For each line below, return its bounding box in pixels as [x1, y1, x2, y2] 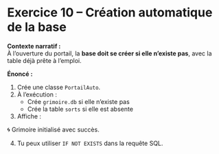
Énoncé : [7, 70, 33, 78]
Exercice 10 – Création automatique [7, 5, 213, 21]
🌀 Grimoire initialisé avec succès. [7, 125, 100, 133]
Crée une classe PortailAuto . [16, 83, 101, 91]
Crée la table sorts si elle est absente [27, 105, 134, 113]
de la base [7, 19, 67, 35]
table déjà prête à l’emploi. [7, 56, 82, 64]
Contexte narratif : [7, 42, 61, 50]
